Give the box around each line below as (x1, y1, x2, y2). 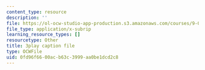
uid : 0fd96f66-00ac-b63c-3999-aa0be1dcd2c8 (6, 54, 119, 60)
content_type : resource (6, 9, 67, 15)
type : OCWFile (6, 49, 43, 55)
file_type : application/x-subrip (6, 26, 92, 32)
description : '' (6, 15, 48, 21)
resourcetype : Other (6, 37, 59, 43)
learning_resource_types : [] (6, 32, 81, 38)
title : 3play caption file (6, 43, 75, 49)
